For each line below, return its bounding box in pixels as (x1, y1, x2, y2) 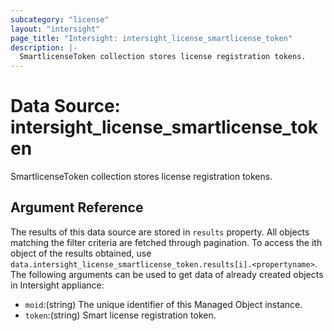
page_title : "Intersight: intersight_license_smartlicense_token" (10, 33, 293, 43)
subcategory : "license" (10, 14, 110, 25)
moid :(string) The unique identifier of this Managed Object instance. (24, 298, 303, 310)
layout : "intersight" (10, 24, 101, 34)
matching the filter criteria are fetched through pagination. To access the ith (10, 236, 323, 248)
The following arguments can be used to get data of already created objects (10, 268, 324, 280)
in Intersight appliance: (10, 279, 105, 291)
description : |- (10, 42, 78, 53)
